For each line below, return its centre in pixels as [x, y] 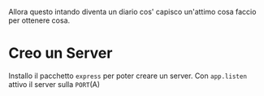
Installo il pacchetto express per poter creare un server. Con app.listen [128, 76]
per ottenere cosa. [39, 20]
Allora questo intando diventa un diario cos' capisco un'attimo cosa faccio [132, 12]
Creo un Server [61, 53]
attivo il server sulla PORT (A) [54, 84]
